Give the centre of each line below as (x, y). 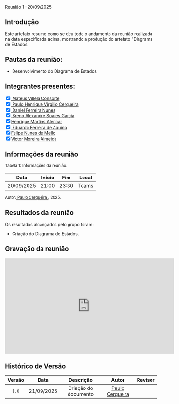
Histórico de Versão (35, 366)
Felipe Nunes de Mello (33, 133)
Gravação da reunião (37, 249)
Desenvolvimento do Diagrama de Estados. (55, 71)
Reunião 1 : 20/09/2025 (28, 7)
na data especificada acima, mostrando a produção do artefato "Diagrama (79, 39)
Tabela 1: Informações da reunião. (36, 166)
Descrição (81, 380)
